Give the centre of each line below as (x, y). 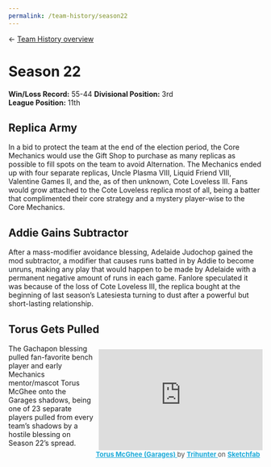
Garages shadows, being (50, 400)
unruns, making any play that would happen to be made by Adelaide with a (132, 269)
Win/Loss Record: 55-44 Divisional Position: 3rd (91, 94)
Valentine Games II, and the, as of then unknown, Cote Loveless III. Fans (128, 182)
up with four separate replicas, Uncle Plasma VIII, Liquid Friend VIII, (120, 173)
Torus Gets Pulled (54, 329)
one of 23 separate (40, 408)
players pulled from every (51, 417)
